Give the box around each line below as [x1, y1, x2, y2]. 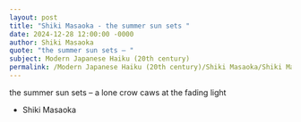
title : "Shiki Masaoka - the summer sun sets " [9, 21, 191, 30]
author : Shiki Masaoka [9, 37, 94, 47]
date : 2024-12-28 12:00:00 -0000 [9, 29, 134, 38]
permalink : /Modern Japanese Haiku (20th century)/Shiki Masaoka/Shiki [9, 63, 282, 72]
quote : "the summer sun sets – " [9, 46, 134, 55]
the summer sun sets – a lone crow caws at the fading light [9, 86, 227, 98]
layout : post [9, 12, 58, 22]
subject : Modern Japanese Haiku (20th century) [9, 54, 191, 63]
